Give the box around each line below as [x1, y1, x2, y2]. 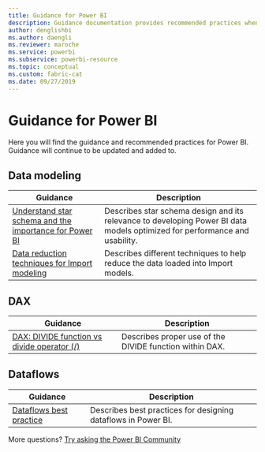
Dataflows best [12, 404, 69, 415]
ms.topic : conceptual [8, 63, 80, 71]
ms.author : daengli [8, 33, 73, 42]
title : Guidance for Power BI [8, 11, 108, 20]
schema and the [12, 215, 73, 226]
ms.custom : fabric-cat [8, 70, 83, 78]
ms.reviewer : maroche [8, 41, 80, 49]
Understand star [12, 206, 73, 217]
